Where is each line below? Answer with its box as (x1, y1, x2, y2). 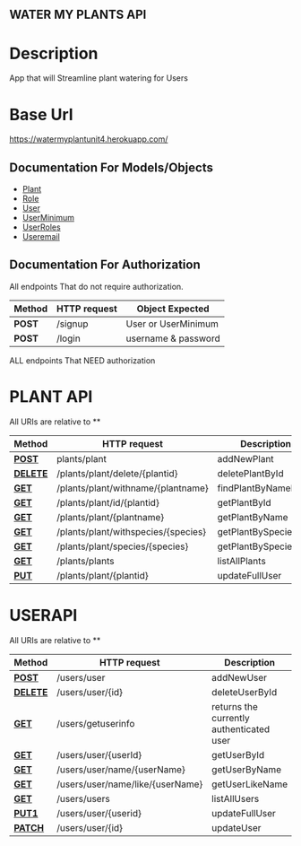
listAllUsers (211, 792, 260, 805)
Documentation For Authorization (9, 257, 201, 273)
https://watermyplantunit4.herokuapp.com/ (9, 134, 168, 144)
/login (56, 332, 81, 345)
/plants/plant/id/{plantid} (56, 496, 159, 509)
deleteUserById (211, 685, 278, 698)
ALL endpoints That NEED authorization (9, 354, 156, 366)
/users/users (56, 792, 110, 805)
